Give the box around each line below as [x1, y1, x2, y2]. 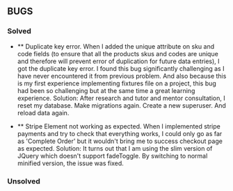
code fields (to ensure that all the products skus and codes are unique [17, 49, 219, 58]
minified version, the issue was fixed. [17, 159, 124, 167]
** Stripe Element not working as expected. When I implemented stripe [17, 122, 220, 131]
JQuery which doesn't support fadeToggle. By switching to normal [17, 151, 208, 160]
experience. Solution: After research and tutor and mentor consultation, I [17, 94, 225, 102]
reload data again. [17, 108, 70, 117]
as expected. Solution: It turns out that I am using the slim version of [17, 144, 213, 152]
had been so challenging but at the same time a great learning [17, 86, 195, 94]
